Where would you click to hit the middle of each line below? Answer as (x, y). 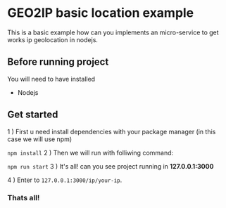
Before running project (58, 62)
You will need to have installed (51, 79)
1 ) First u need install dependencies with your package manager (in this (112, 131)
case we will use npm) (40, 139)
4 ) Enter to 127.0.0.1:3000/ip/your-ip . (65, 180)
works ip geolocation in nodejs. (53, 39)
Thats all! (24, 198)
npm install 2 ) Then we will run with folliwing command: (90, 152)
